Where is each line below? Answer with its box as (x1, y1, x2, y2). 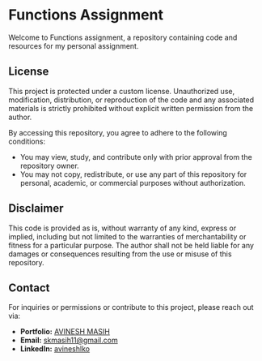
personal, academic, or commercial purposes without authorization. (19, 178, 247, 187)
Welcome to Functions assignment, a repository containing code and (8, 32, 238, 42)
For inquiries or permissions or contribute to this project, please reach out (8, 303, 254, 312)
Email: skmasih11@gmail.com (19, 335, 119, 346)
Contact (8, 281, 50, 294)
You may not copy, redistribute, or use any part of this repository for (19, 169, 247, 179)
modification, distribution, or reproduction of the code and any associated (8, 95, 255, 105)
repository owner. (19, 161, 79, 170)
